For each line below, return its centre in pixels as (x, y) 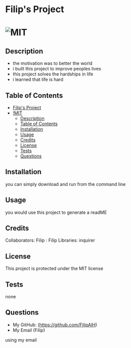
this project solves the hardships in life (53, 74)
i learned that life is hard (38, 80)
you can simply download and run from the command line (65, 184)
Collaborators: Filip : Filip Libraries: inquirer (50, 240)
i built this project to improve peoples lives (57, 69)
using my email (21, 340)
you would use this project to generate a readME (56, 212)
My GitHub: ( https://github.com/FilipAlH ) (55, 325)
